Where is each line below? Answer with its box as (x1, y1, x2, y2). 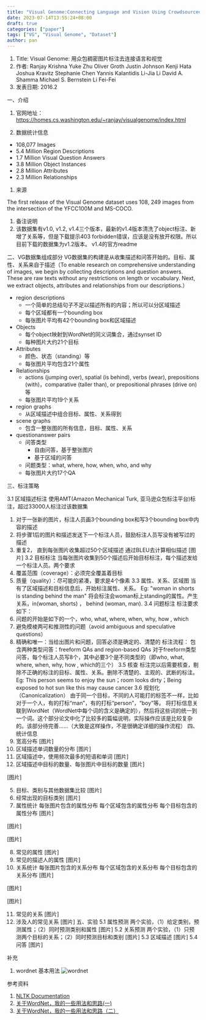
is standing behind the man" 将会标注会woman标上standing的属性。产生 (15, 592, 198, 600)
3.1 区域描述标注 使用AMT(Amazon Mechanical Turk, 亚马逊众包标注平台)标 (7, 495, 196, 502)
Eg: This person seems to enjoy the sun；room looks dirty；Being (15, 677, 182, 683)
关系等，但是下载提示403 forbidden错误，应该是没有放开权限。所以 (26, 233, 197, 240)
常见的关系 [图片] (15, 910, 59, 918)
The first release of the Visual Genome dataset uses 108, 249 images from (7, 198, 194, 206)
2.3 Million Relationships (15, 174, 78, 181)
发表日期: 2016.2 (15, 83, 57, 91)
